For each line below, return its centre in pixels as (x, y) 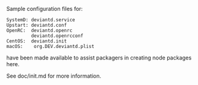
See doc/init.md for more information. (54, 76)
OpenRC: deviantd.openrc (39, 30)
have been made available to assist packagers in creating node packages (99, 58)
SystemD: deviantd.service (41, 20)
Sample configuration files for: (44, 9)
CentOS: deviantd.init (37, 41)
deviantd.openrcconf (57, 36)
